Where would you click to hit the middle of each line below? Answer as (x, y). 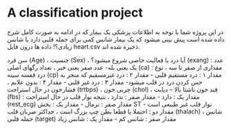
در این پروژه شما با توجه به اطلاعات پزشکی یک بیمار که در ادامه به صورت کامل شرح (115, 32)
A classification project (75, 13)
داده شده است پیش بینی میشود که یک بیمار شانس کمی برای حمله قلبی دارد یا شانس (116, 39)
